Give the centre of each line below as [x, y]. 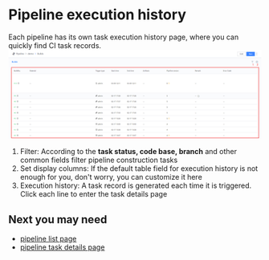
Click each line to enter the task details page [94, 194]
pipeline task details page [62, 247]
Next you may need [58, 219]
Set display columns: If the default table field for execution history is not [139, 169]
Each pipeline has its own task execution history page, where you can [124, 37]
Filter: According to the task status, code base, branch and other [128, 152]
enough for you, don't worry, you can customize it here [111, 177]
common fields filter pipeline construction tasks [99, 160]
